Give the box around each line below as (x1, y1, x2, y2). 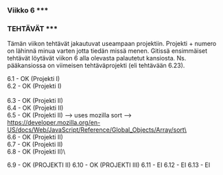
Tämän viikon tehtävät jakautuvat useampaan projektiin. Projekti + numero (7, 40, 217, 48)
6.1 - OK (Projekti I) (7, 75, 60, 83)
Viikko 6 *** (7, 5, 49, 15)
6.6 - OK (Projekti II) (7, 133, 64, 141)
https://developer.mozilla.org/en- (7, 119, 101, 127)
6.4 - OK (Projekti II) (7, 104, 64, 112)
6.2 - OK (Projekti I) (7, 82, 62, 91)
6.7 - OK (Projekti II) (7, 140, 63, 149)
